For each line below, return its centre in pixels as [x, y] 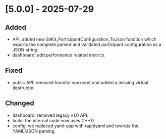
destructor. [24, 88]
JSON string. [25, 50]
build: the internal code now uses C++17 [54, 120]
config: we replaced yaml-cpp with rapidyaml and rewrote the [75, 126]
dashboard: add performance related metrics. [59, 55]
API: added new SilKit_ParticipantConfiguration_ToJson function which [84, 39]
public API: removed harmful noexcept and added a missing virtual [80, 82]
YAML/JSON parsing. [34, 131]
